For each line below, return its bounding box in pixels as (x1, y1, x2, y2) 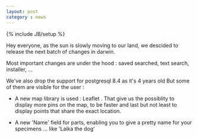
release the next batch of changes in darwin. (6, 48, 116, 55)
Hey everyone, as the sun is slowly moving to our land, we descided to (6, 42, 179, 49)
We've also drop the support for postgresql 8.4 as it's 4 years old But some (6, 77, 190, 84)
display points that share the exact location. (14, 107, 122, 114)
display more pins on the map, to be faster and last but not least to (14, 101, 177, 108)
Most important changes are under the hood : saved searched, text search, (6, 60, 190, 67)
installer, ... (6, 65, 33, 73)
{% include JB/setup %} (6, 30, 65, 37)
